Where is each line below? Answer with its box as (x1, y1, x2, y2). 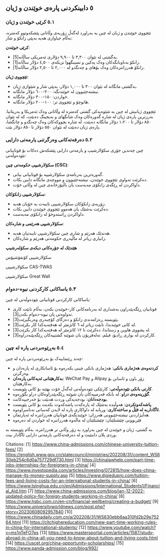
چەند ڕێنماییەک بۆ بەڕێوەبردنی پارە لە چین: (5, 355, 83, 361)
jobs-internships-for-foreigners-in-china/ (5, 462, 89, 468)
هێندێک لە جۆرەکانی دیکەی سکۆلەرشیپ (5, 245, 77, 251)
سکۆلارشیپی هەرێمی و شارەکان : (5, 220, 64, 227)
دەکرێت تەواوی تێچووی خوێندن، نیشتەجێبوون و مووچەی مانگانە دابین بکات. (12, 176, 148, 183)
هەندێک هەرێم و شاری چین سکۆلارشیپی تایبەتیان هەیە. (12, 230, 111, 236)
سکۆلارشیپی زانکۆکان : (5, 191, 46, 197)
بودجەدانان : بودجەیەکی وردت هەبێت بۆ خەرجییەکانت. (12, 396, 108, 402)
